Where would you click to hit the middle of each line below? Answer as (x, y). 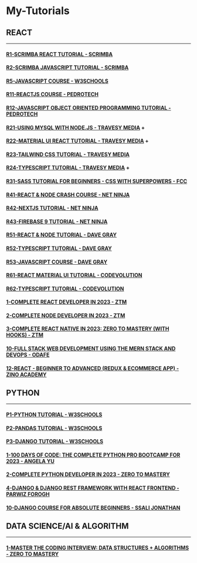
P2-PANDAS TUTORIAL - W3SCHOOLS (54, 428)
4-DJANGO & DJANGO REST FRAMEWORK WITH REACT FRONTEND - (93, 488)
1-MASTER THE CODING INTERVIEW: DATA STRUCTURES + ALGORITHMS (98, 548)
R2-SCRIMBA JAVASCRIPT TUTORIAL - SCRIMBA (67, 68)
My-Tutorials (38, 11)
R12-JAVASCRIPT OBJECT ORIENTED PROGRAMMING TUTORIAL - (89, 107)
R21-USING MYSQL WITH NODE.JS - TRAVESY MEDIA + (76, 127)
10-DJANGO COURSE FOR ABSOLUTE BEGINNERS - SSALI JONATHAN (93, 508)
